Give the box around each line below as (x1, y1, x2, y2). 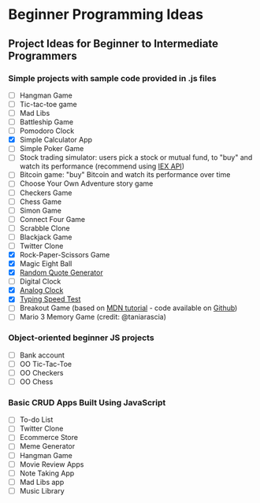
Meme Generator (19, 442, 76, 451)
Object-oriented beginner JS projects (8, 332, 155, 343)
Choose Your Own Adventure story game (19, 179, 154, 188)
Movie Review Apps (19, 459, 84, 469)
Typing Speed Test (19, 294, 81, 304)
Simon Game (19, 205, 61, 215)
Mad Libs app (19, 477, 65, 486)
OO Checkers (19, 368, 64, 377)
